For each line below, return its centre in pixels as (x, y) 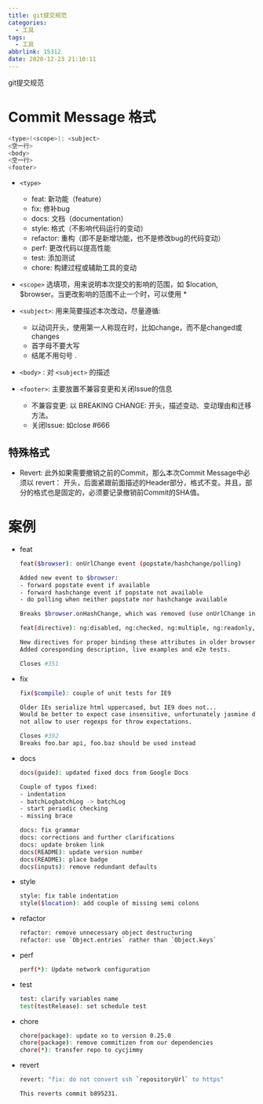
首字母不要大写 (55, 345)
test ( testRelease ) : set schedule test (83, 1006)
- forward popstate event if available (85, 585)
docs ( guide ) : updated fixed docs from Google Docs (104, 773)
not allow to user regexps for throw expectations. (106, 722)
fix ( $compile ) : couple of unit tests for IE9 (95, 693)
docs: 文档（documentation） (79, 219)
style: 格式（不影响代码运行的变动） (89, 228)
